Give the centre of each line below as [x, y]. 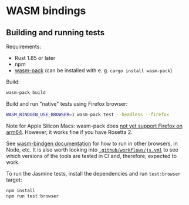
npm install [21, 190]
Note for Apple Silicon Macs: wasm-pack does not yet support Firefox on [95, 126]
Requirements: [23, 46]
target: [14, 180]
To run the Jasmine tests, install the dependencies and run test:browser [93, 173]
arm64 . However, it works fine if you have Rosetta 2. [70, 132]
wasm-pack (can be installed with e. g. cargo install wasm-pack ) [93, 70]
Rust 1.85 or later [35, 58]
